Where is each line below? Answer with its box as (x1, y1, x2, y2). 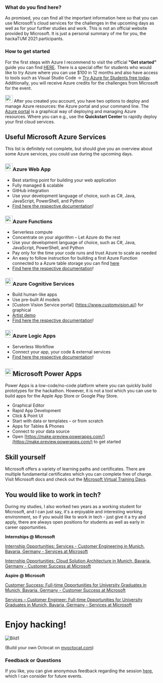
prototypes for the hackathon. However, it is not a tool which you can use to (5, 388, 157, 394)
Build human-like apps (12, 291, 57, 297)
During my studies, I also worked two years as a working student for (5, 504, 142, 509)
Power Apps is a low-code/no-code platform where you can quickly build (5, 383, 152, 389)
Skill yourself (5, 453, 46, 461)
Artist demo (12, 312, 36, 318)
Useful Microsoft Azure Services (5, 132, 106, 141)
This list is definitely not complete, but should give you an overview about (5, 146, 152, 152)
